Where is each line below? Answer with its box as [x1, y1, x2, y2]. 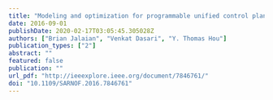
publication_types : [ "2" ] [8, 42, 96, 50]
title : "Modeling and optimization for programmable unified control [8, 11, 249, 20]
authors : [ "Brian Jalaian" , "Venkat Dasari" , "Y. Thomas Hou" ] [8, 34, 227, 43]
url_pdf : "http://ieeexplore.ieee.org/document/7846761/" [8, 72, 209, 80]
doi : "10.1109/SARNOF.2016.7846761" [8, 79, 132, 87]
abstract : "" [8, 49, 53, 57]
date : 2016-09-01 [8, 19, 67, 27]
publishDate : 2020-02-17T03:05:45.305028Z [8, 27, 154, 35]
